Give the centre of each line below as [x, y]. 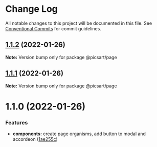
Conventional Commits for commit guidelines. [53, 28]
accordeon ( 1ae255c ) [35, 139]
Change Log [31, 9]
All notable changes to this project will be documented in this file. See [79, 23]
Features [17, 122]
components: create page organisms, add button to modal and [79, 134]
